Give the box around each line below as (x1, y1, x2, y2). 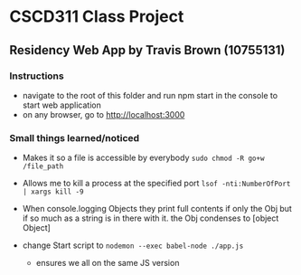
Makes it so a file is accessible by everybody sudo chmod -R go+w (22, 152, 265, 164)
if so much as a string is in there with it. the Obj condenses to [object (22, 213, 279, 223)
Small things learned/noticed (9, 131, 140, 144)
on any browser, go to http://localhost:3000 (22, 109, 185, 119)
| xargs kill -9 (22, 187, 84, 196)
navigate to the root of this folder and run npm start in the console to (22, 90, 278, 100)
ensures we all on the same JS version (35, 258, 180, 269)
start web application (22, 100, 101, 110)
